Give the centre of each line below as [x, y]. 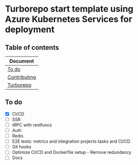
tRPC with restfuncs [32, 125]
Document [22, 61]
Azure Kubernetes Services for [69, 19]
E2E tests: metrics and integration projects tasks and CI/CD [71, 141]
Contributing [22, 77]
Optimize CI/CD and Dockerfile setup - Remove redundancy [72, 152]
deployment [30, 30]
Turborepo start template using [69, 9]
